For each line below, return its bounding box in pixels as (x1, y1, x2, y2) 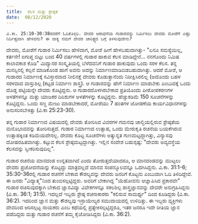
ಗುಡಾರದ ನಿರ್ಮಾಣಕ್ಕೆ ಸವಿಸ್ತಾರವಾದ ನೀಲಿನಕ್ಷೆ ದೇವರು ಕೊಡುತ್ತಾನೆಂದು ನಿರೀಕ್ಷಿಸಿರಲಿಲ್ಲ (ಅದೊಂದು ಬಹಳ (6, 72, 181, 80)
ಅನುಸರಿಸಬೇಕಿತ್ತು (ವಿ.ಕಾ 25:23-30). (6, 106, 76, 113)
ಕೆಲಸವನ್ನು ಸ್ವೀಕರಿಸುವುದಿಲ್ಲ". (6, 145, 55, 152)
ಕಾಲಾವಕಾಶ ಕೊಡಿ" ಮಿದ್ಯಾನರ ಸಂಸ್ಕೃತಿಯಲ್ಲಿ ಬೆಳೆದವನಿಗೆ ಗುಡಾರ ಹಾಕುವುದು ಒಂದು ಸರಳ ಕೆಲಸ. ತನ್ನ (6, 59, 177, 67)
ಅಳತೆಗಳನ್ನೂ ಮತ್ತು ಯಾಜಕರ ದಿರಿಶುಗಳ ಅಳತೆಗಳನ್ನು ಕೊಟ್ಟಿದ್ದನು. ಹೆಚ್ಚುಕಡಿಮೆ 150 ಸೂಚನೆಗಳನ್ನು (6, 93, 174, 100)
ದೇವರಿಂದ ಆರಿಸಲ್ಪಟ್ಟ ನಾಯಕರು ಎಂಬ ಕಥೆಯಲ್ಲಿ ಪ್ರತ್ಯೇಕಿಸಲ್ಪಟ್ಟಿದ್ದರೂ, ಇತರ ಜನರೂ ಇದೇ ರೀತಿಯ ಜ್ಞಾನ (6, 203, 180, 211)
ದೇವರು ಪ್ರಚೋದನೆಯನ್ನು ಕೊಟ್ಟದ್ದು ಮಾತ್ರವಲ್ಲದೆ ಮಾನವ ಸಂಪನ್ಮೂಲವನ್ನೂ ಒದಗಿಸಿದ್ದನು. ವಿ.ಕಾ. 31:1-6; (6, 163, 187, 171)
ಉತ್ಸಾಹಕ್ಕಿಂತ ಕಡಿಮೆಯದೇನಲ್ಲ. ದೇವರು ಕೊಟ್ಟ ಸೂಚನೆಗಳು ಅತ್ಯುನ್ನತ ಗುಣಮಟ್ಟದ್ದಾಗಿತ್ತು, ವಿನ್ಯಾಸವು (6, 131, 173, 138)
